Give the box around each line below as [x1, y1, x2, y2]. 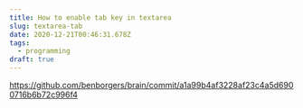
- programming [17, 47, 71, 56]
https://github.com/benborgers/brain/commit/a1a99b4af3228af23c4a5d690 [9, 80, 294, 90]
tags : [9, 38, 30, 48]
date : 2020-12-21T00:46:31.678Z [9, 30, 131, 39]
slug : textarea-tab [9, 22, 83, 31]
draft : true [9, 55, 54, 64]
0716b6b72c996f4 [9, 89, 79, 100]
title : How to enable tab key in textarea [9, 13, 172, 22]
